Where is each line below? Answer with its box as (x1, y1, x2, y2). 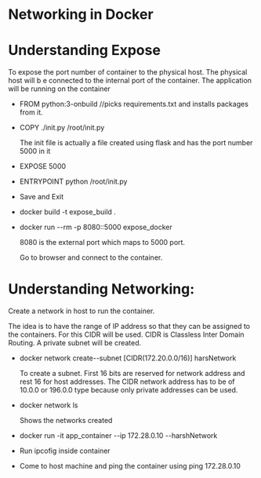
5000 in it (19, 147, 51, 156)
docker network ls (19, 400, 78, 410)
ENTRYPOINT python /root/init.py (19, 177, 128, 186)
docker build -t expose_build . (19, 207, 116, 217)
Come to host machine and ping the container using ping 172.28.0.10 (19, 462, 241, 471)
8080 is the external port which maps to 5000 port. (19, 238, 186, 247)
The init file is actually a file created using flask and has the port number (19, 138, 253, 148)
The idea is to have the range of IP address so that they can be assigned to (8, 322, 251, 331)
